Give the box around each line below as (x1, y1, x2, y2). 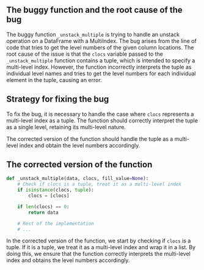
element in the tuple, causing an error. (6, 76, 102, 83)
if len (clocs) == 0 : (17, 203, 70, 210)
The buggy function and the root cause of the (6, 5, 183, 15)
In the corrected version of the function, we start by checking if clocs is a (6, 237, 191, 244)
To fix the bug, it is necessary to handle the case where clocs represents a (6, 110, 194, 118)
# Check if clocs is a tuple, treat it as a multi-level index (17, 181, 182, 187)
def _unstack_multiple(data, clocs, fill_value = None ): (6, 176, 149, 182)
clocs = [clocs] (28, 193, 70, 199)
